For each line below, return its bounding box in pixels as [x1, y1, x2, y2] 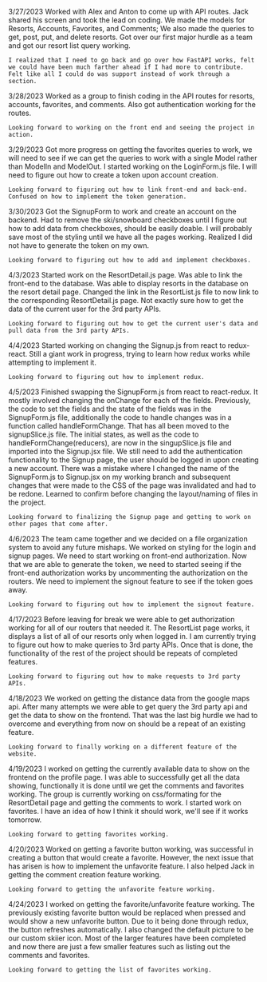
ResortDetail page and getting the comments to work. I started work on [8, 798, 241, 807]
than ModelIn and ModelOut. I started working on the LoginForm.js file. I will [8, 162, 257, 171]
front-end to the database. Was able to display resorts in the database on [8, 279, 249, 288]
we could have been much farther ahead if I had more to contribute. [8, 63, 245, 71]
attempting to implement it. [8, 357, 97, 367]
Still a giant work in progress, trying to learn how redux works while [29, 349, 251, 358]
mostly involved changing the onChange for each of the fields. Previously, [8, 396, 251, 405]
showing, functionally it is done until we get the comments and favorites [8, 781, 245, 790]
